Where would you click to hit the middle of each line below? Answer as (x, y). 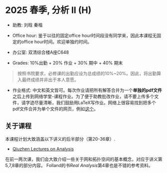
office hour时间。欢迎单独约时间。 (57, 42)
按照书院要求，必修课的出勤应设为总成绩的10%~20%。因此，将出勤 (87, 73)
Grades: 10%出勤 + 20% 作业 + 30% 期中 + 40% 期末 (68, 63)
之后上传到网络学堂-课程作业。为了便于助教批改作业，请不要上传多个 (83, 96)
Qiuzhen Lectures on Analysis (43, 149)
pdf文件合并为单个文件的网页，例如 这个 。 (55, 109)
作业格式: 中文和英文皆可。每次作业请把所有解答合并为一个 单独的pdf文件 (87, 90)
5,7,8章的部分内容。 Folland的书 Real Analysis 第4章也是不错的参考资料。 (79, 165)
